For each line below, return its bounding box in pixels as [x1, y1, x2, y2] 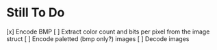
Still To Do [6, 5, 65, 21]
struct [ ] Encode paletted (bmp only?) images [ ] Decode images [6, 34, 190, 42]
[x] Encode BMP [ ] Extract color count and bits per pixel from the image [6, 27, 210, 36]
